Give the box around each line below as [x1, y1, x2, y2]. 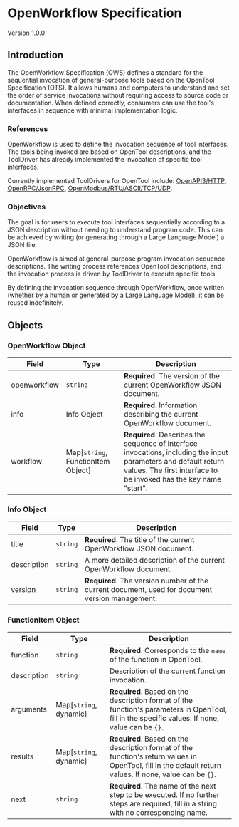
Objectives [7, 202, 46, 212]
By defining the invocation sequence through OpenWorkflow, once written [7, 284, 225, 292]
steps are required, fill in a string [109, 799, 217, 808]
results [11, 751, 34, 761]
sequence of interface [123, 439, 198, 449]
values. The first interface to [123, 465, 218, 475]
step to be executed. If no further [109, 789, 220, 799]
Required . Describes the [123, 430, 206, 439]
